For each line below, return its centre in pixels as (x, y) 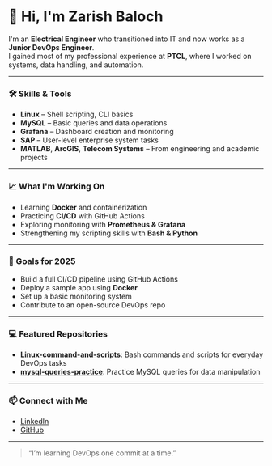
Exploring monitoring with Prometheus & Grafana (103, 224)
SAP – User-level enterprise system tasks (89, 140)
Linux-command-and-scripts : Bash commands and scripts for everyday (142, 354)
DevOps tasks (43, 363)
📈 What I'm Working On (57, 187)
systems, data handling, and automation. (76, 65)
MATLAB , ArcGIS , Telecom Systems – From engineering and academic (140, 149)
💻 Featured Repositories (58, 333)
